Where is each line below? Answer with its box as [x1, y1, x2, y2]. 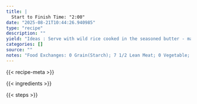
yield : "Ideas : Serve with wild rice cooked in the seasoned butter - [6, 36, 185, 42]
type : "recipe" [6, 25, 43, 31]
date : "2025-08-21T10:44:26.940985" [6, 19, 96, 25]
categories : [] [6, 42, 43, 48]
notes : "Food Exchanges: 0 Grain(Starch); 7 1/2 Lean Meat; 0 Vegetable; [6, 52, 191, 58]
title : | [6, 8, 28, 15]
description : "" [6, 31, 46, 36]
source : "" [6, 47, 33, 53]
